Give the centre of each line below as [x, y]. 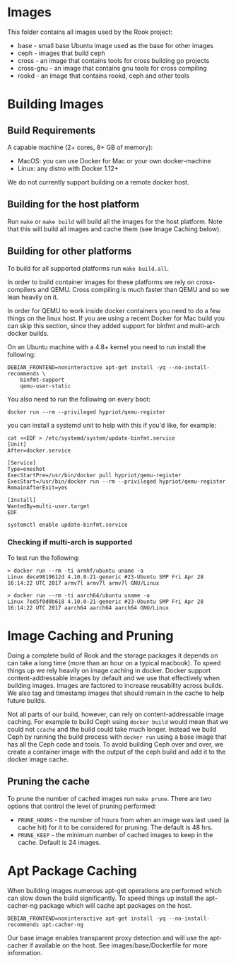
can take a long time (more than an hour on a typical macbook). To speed [114, 663]
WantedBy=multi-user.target [49, 506]
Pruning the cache [49, 782]
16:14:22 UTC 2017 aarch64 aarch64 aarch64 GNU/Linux [88, 608]
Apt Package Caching [72, 871]
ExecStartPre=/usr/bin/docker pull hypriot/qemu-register [94, 475]
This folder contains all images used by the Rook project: [90, 32]
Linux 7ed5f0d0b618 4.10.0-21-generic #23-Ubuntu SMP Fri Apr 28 [105, 602]
